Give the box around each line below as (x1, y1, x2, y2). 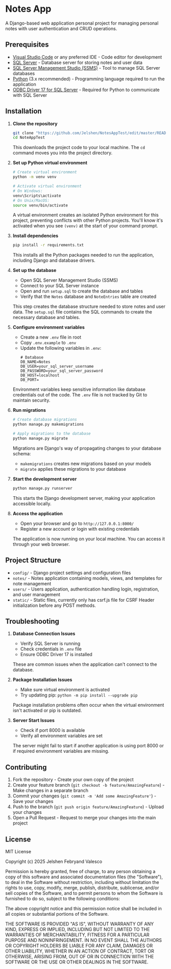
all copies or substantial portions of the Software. (5, 911, 109, 917)
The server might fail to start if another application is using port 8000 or (12, 743, 164, 749)
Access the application (12, 510, 63, 516)
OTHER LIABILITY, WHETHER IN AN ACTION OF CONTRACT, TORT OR (5, 948, 154, 954)
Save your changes (12, 798, 54, 805)
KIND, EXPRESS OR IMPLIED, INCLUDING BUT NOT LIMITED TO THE (5, 926, 150, 932)
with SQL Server (12, 92, 47, 98)
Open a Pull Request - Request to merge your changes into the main (12, 815, 156, 821)
